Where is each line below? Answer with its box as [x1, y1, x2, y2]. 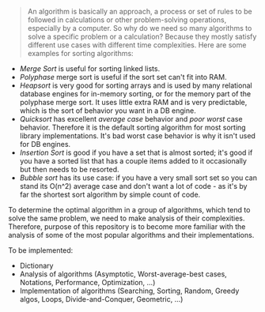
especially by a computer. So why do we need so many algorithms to [27, 24, 252, 32]
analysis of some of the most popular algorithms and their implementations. [8, 231, 255, 239]
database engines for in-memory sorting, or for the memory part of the [19, 89, 252, 98]
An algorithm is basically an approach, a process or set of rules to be [27, 7, 253, 16]
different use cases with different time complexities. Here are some [27, 40, 247, 50]
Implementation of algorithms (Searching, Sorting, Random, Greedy [19, 286, 240, 295]
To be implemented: [8, 246, 74, 255]
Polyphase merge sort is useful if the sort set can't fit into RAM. [19, 73, 227, 81]
